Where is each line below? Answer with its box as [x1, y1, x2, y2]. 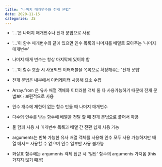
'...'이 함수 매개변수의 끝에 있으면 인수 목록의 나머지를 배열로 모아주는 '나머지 [12, 40, 156, 46]
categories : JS [5, 16, 36, 21]
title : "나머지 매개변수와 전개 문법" [5, 7, 71, 12]
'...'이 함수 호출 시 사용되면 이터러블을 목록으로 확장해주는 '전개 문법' [12, 67, 141, 73]
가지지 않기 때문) [12, 157, 44, 163]
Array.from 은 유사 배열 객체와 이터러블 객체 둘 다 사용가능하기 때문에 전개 [12, 88, 153, 93]
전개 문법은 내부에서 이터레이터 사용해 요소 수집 [12, 77, 102, 83]
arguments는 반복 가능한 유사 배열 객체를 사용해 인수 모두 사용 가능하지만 [12, 135, 151, 140]
